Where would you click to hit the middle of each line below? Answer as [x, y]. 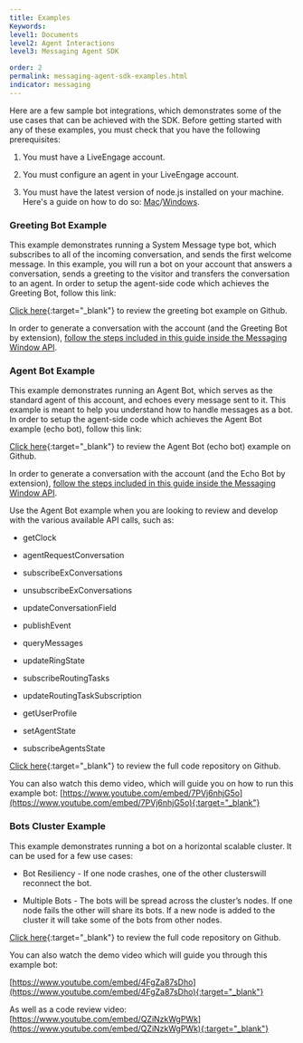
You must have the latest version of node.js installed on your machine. [153, 192]
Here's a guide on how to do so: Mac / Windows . [111, 201]
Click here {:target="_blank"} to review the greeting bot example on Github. [148, 311]
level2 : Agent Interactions [62, 43]
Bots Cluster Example [58, 826]
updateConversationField [70, 608]
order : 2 [26, 68]
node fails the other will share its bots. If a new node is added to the [149, 910]
